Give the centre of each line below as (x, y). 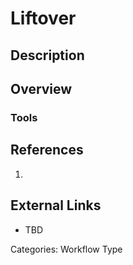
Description (47, 55)
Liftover (43, 18)
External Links (56, 205)
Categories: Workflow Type (66, 249)
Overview (41, 88)
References (47, 150)
